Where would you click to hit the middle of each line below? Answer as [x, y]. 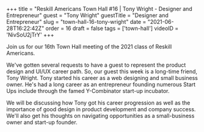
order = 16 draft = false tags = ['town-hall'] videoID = [112, 28]
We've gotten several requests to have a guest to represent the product [96, 65]
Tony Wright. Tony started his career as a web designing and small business [102, 78]
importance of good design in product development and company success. [101, 109]
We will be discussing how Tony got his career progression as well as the [98, 103]
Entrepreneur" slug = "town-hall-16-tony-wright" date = [76, 22]
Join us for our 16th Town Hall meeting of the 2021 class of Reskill [89, 46]
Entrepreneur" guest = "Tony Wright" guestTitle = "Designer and [88, 15]
